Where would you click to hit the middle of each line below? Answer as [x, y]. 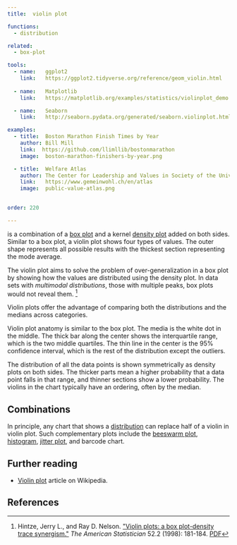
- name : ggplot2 [41, 72]
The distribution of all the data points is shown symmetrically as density [111, 365]
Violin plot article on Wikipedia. [62, 481]
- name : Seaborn [41, 111]
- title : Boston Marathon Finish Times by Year [86, 137]
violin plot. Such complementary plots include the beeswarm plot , [103, 434]
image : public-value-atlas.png [67, 189]
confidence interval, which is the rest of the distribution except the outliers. [116, 351]
